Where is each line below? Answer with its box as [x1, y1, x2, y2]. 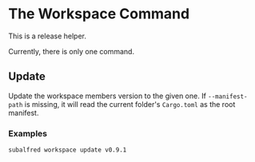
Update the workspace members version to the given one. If [8, 91, 206, 101]
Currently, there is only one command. [8, 46, 134, 56]
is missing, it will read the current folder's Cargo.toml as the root [24, 99, 236, 109]
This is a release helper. [8, 31, 86, 41]
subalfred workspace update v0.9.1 [8, 146, 127, 154]
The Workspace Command [8, 5, 190, 23]
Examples [8, 128, 48, 139]
